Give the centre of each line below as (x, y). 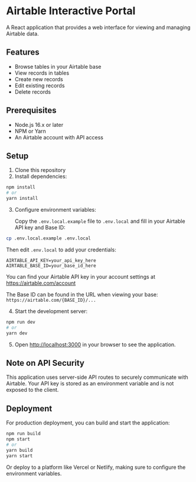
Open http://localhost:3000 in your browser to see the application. (95, 344)
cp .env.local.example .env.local (49, 238)
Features (23, 52)
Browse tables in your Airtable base (58, 66)
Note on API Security (45, 363)
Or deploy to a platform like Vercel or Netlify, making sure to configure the (96, 467)
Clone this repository (40, 170)
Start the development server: (51, 311)
